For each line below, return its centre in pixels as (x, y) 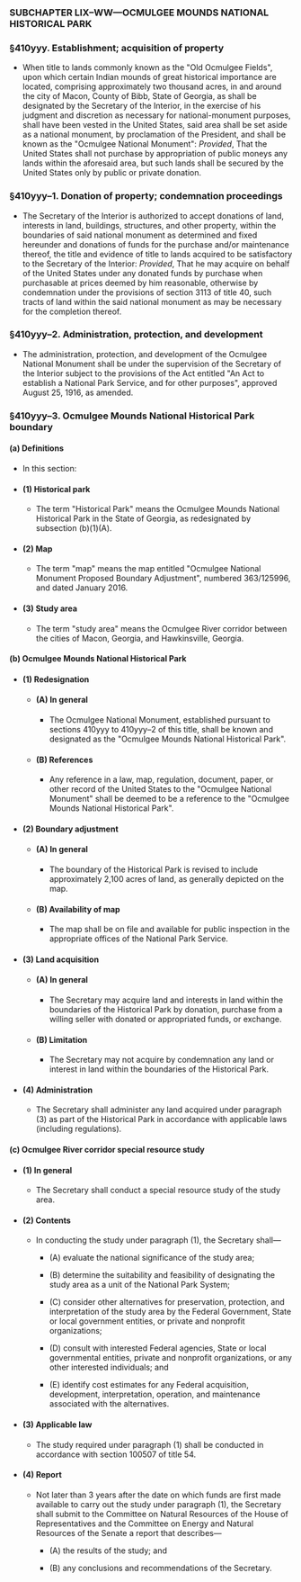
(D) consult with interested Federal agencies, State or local (158, 1348)
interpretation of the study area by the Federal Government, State (170, 1312)
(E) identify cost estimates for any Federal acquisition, (149, 1385)
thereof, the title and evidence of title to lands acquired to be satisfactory (157, 254)
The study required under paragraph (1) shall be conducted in (150, 1444)
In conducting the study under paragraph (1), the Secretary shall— (158, 1240)
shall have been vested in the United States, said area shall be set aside (155, 125)
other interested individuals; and (109, 1367)
